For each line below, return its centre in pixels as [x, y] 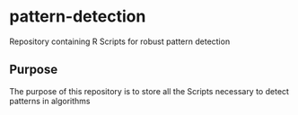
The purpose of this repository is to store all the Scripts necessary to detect [149, 91]
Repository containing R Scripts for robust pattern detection [120, 41]
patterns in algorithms [50, 101]
